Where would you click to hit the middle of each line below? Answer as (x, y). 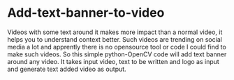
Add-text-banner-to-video (86, 13)
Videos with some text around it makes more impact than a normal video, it (115, 32)
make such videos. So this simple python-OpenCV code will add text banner (117, 54)
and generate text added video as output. (67, 69)
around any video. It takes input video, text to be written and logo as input (114, 61)
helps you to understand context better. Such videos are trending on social (115, 39)
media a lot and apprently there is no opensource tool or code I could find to (117, 47)
